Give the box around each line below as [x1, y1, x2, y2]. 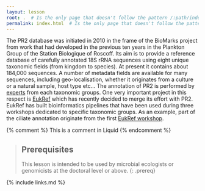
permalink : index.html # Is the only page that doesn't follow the [6, 20, 184, 26]
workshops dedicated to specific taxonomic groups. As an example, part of [6, 108, 195, 116]
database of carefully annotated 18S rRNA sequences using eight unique [6, 56, 189, 64]
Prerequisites [21, 144, 74, 154]
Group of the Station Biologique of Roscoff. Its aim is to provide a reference [6, 50, 195, 57]
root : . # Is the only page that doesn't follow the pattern [6, 15, 168, 21]
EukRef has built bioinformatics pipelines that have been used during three [6, 102, 194, 109]
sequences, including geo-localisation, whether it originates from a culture [6, 76, 194, 83]
